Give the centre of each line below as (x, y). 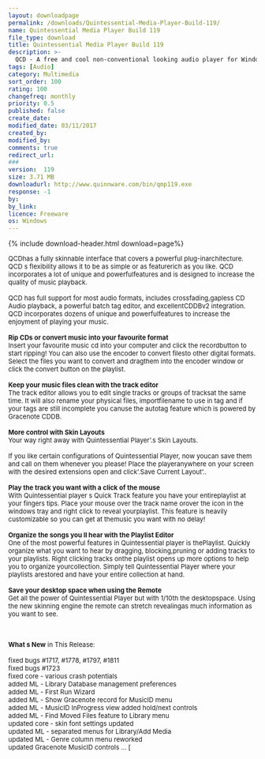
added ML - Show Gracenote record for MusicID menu (90, 700)
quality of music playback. (48, 282)
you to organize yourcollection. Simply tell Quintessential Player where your (122, 567)
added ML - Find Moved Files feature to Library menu (89, 716)
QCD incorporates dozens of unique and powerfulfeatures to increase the (119, 314)
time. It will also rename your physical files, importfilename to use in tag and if (125, 401)
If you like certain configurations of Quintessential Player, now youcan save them (130, 456)
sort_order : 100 (35, 81)
